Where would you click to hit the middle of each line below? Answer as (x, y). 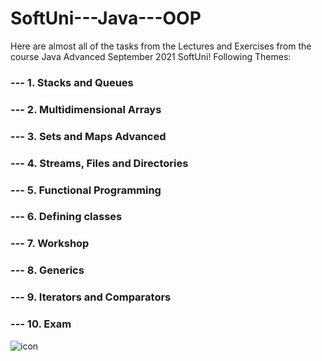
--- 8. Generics (47, 270)
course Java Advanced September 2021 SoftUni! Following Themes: (151, 56)
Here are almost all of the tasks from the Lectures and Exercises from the (161, 46)
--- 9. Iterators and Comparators (91, 297)
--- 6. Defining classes (66, 217)
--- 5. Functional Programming (86, 190)
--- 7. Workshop (50, 244)
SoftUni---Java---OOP (106, 18)
